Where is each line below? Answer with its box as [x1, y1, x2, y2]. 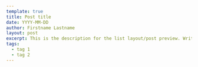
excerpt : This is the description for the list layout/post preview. [6, 36, 181, 41]
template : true [6, 8, 44, 15]
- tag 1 [11, 47, 31, 52]
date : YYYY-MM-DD [6, 19, 49, 25]
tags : [6, 41, 19, 47]
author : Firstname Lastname [6, 24, 75, 31]
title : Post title [6, 14, 51, 20]
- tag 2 [11, 52, 31, 58]
